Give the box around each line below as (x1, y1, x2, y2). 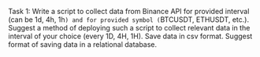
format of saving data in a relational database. (8, 40, 158, 49)
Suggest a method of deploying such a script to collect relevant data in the (8, 23, 251, 32)
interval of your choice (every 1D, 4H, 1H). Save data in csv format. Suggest (8, 31, 253, 41)
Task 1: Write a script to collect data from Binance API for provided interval (8, 7, 250, 16)
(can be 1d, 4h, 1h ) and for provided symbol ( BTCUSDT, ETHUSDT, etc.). (8, 15, 250, 24)
